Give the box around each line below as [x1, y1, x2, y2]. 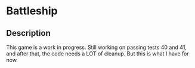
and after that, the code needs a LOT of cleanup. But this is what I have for [6, 50, 189, 57]
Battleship [6, 4, 58, 18]
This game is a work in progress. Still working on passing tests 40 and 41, [6, 44, 187, 51]
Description [6, 28, 51, 38]
